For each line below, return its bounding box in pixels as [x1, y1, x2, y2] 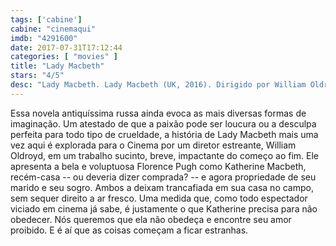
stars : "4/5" [10, 71, 65, 81]
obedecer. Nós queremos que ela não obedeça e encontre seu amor [10, 213, 292, 225]
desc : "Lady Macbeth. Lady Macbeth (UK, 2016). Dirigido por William [10, 80, 307, 90]
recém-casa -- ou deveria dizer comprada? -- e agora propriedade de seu [10, 171, 317, 183]
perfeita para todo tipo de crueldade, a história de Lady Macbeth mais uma [10, 128, 319, 140]
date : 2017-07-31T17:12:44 [10, 42, 123, 53]
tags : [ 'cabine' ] [10, 14, 83, 25]
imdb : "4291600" [10, 33, 78, 43]
